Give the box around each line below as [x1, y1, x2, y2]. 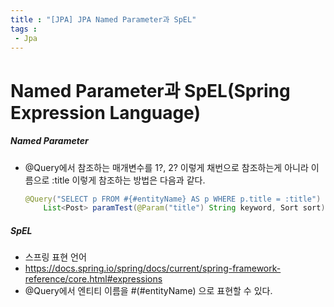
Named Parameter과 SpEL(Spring [10, 79, 291, 102]
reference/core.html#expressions [24, 273, 163, 285]
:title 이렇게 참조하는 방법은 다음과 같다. [51, 174, 206, 186]
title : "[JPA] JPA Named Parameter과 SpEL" [10, 14, 197, 25]
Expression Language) [10, 101, 201, 124]
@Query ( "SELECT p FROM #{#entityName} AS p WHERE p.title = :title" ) [24, 194, 322, 204]
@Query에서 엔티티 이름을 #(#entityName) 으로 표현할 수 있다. [24, 285, 273, 297]
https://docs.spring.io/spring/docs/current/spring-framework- [24, 262, 282, 275]
